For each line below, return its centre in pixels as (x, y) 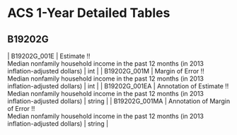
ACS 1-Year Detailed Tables (89, 13)
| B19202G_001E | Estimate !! (49, 56)
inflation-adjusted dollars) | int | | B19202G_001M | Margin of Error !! (106, 71)
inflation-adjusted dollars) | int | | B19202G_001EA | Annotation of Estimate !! (118, 86)
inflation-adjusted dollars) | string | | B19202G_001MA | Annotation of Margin (119, 101)
